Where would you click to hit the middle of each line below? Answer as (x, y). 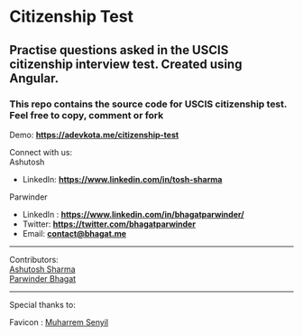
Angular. (34, 78)
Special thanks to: (43, 304)
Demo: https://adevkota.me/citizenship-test (94, 135)
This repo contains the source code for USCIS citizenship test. (148, 104)
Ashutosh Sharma (42, 269)
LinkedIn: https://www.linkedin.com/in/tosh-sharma (122, 179)
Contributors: (34, 259)
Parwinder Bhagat (43, 278)
